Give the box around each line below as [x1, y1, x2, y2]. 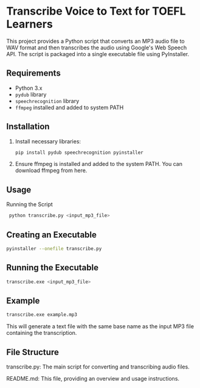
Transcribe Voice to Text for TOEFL [6, 4, 187, 18]
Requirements [6, 68, 61, 79]
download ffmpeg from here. [15, 167, 88, 174]
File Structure [6, 347, 59, 357]
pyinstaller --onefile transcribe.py [6, 245, 102, 251]
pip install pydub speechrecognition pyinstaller [15, 149, 144, 156]
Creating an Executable [6, 229, 97, 240]
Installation [6, 121, 50, 132]
